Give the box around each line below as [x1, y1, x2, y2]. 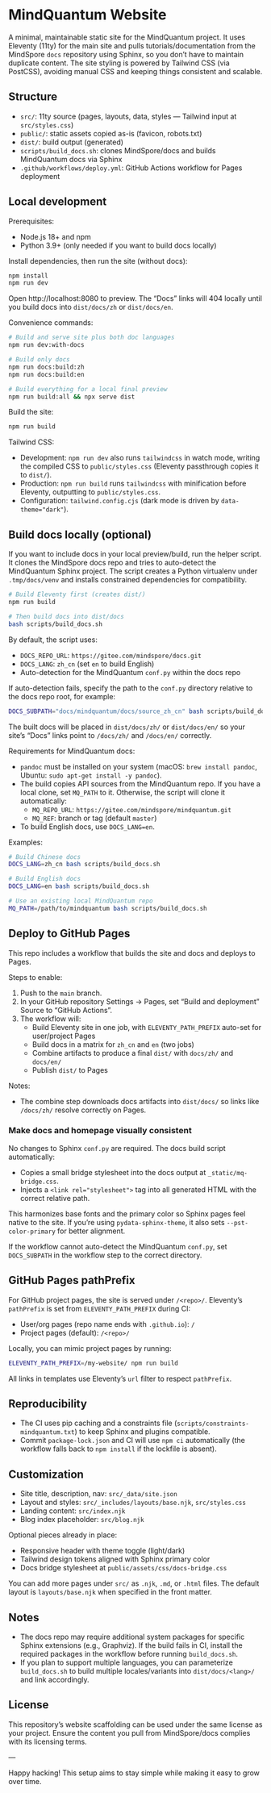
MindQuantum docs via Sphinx [19, 154, 123, 164]
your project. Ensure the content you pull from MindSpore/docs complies [8, 1728, 251, 1737]
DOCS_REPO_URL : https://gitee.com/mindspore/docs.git [19, 650, 202, 660]
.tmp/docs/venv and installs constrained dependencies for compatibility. [8, 575, 248, 585]
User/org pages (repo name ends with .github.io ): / [19, 1319, 195, 1328]
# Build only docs [8, 356, 70, 364]
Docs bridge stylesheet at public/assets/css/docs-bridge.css [19, 1563, 227, 1573]
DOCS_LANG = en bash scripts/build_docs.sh [8, 882, 150, 890]
